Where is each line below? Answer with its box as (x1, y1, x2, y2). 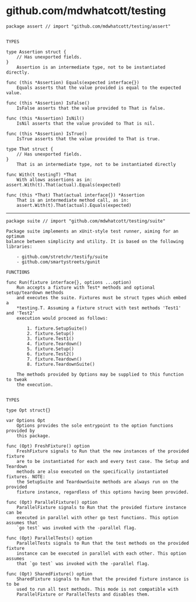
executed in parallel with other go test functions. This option (16, 514, 179, 521)
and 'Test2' (6, 310, 35, 316)
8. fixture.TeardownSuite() (27, 361, 95, 367)
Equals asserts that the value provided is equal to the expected (16, 85, 181, 91)
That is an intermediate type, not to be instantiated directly (16, 161, 176, 167)
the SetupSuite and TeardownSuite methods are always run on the (16, 479, 179, 485)
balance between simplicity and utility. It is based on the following (6, 238, 184, 244)
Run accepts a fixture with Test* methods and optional (16, 285, 156, 290)
